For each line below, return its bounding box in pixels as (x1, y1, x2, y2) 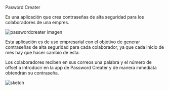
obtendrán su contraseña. (5, 70, 59, 76)
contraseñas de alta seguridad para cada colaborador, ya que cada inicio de (5, 44, 164, 50)
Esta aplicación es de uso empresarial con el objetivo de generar (5, 39, 140, 45)
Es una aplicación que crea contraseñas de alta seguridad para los (5, 14, 144, 20)
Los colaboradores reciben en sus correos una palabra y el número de (5, 59, 152, 65)
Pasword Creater (5, 5, 40, 10)
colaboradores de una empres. (5, 20, 69, 25)
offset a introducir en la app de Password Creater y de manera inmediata (5, 65, 157, 70)
